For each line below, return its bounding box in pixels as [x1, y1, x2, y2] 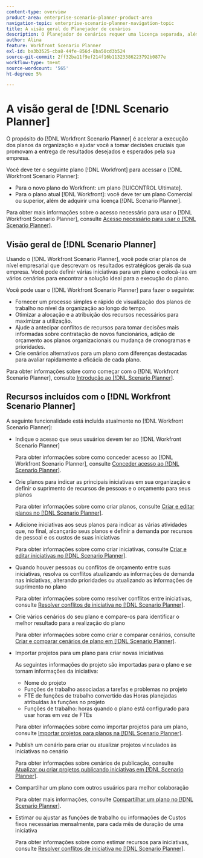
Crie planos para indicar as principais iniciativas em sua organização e [14, 478, 191, 485]
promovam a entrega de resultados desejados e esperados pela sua [6, 148, 176, 155]
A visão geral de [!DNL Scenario [6, 102, 169, 116]
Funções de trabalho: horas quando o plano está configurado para [24, 705, 190, 712]
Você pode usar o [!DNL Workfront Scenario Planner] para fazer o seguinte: [6, 286, 195, 294]
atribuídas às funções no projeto [24, 698, 105, 705]
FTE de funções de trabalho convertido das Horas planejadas [24, 691, 177, 699]
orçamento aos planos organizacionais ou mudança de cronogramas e [14, 337, 191, 344]
